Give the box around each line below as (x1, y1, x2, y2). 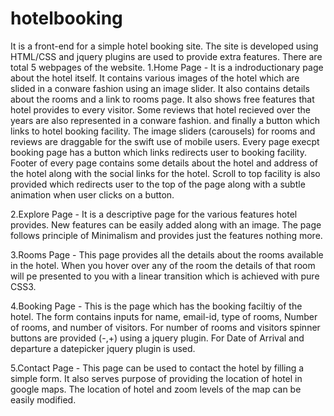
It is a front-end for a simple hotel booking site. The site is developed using (10, 40, 319, 52)
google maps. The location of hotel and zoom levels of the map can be (10, 383, 302, 395)
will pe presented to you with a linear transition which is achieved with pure (10, 270, 320, 282)
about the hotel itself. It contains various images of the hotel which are (10, 72, 300, 84)
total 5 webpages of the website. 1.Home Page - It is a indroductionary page (10, 61, 324, 73)
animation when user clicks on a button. (10, 188, 175, 201)
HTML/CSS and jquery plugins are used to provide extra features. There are (10, 50, 323, 62)
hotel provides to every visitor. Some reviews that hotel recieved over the (10, 103, 311, 116)
